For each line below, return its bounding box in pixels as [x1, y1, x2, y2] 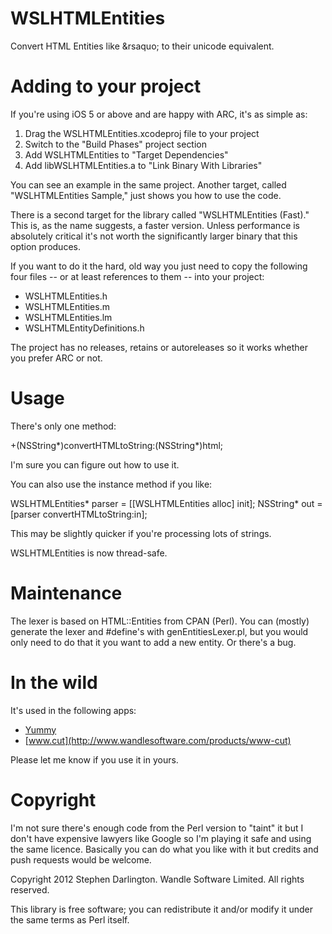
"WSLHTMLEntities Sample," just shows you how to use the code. [10, 189, 282, 201]
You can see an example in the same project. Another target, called [10, 178, 287, 191]
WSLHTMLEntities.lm [24, 311, 113, 323]
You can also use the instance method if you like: [10, 478, 213, 490]
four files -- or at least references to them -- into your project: [10, 270, 265, 282]
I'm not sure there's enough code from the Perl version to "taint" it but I [10, 822, 304, 834]
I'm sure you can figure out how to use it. [10, 458, 180, 471]
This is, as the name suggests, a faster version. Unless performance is [10, 219, 301, 231]
